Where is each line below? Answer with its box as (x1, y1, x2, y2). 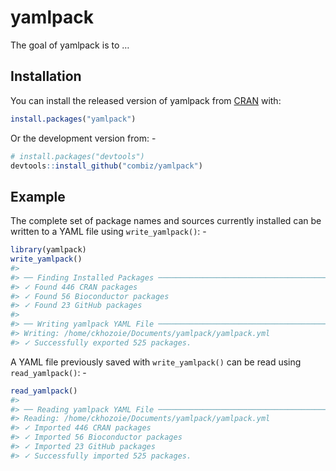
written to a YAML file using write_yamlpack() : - (10, 226, 207, 238)
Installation (10, 68, 82, 85)
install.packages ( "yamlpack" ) (10, 114, 137, 124)
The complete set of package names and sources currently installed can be (10, 215, 322, 227)
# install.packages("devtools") (10, 151, 145, 161)
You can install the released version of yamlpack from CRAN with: (10, 94, 282, 106)
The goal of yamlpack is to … (10, 39, 130, 51)
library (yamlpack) (10, 245, 87, 255)
